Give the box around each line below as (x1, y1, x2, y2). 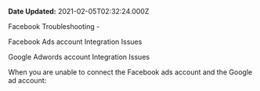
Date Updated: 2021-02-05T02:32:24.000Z (8, 7, 150, 16)
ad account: (8, 76, 47, 85)
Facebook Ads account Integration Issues (8, 37, 143, 46)
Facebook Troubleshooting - (8, 22, 100, 31)
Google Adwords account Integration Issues (8, 53, 150, 61)
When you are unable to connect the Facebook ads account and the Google (8, 67, 253, 77)
